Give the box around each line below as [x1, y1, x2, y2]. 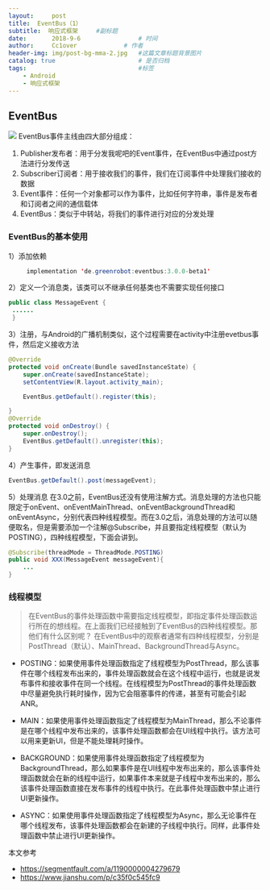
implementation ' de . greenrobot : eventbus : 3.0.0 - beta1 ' [26, 267, 211, 275]
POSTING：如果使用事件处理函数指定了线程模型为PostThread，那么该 [19, 659, 252, 668]
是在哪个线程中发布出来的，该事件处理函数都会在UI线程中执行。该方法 [19, 726, 254, 736]
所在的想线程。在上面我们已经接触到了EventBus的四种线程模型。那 [35, 622, 258, 631]
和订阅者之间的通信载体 [19, 199, 98, 209]
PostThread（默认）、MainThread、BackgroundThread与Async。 [27, 642, 244, 651]
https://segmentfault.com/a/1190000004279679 [19, 864, 181, 874]
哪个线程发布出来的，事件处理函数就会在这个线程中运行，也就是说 [34, 668, 254, 678]
